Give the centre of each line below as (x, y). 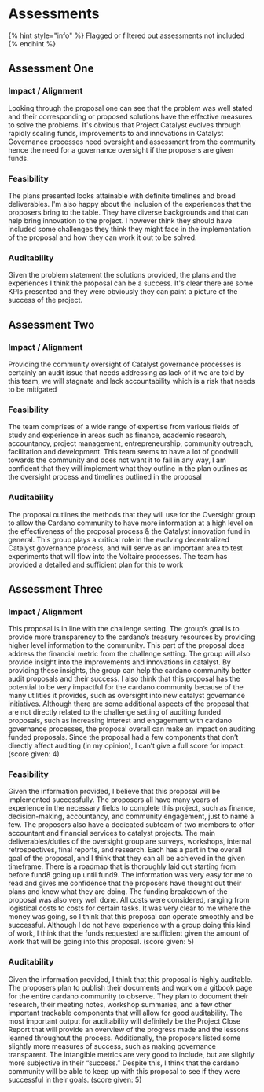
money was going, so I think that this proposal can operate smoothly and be (131, 917)
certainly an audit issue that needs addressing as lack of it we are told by (126, 372)
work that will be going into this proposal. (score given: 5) (101, 942)
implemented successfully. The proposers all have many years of (114, 800)
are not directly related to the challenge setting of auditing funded (115, 712)
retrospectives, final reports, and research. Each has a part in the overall (125, 850)
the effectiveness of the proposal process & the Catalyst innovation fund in (129, 531)
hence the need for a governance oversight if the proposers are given (121, 149)
